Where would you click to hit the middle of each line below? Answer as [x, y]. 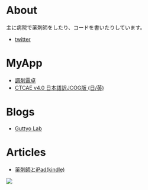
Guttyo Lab [28, 128]
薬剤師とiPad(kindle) [40, 169]
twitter [22, 39]
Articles [26, 152]
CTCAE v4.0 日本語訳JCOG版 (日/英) [59, 88]
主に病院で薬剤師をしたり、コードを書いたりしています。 [76, 27]
